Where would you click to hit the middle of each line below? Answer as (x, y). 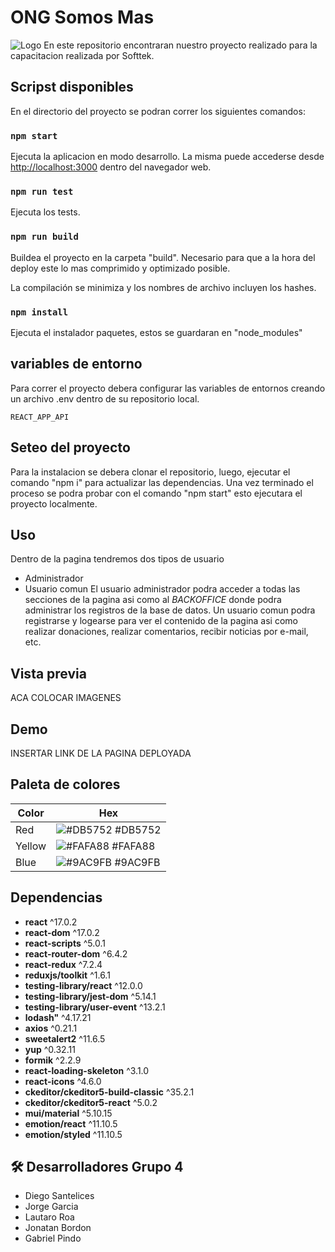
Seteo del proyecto (70, 447)
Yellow (31, 846)
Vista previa (48, 673)
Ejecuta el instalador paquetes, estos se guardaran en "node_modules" (156, 332)
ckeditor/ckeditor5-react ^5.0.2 (91, 1102)
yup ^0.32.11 (50, 1049)
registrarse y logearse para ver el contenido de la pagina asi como (161, 621)
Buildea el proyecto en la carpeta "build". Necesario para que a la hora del (163, 257)
